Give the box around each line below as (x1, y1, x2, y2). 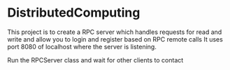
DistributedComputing (7, 5, 141, 21)
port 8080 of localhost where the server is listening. (7, 42, 157, 51)
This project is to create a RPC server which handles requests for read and (7, 28, 222, 36)
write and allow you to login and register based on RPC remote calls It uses (7, 35, 224, 43)
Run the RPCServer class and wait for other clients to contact (7, 55, 184, 64)
